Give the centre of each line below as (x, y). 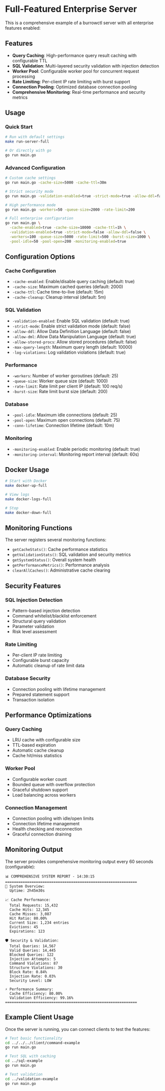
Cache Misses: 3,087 (30, 914)
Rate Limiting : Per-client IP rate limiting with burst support (71, 81)
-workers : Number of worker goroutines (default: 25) (65, 376)
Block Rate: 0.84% (28, 972)
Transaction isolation (33, 699)
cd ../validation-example (31, 1079)
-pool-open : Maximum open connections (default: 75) (66, 420)
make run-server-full (27, 142)
